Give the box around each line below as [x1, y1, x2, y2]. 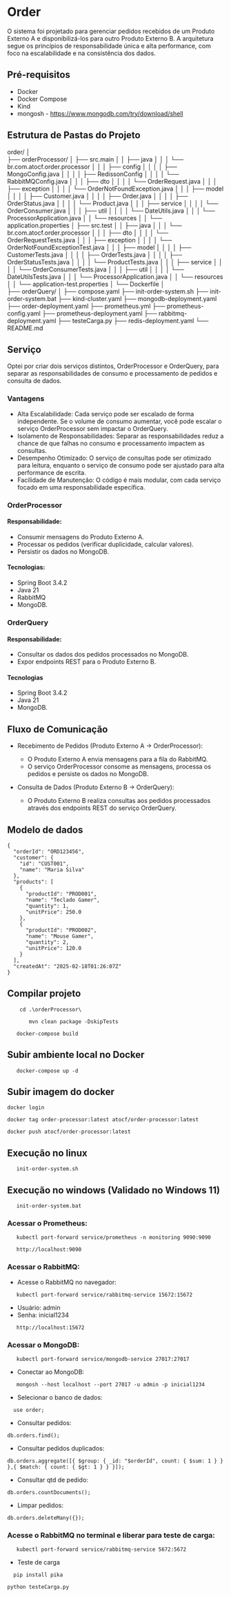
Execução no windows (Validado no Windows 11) [7, 1184, 221, 1196]
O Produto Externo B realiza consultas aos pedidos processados [27, 797, 211, 805]
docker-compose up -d [16, 1067, 79, 1074]
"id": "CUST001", [19, 860, 70, 867]
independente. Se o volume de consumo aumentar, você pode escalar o [17, 417, 222, 425]
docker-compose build [16, 1030, 79, 1037]
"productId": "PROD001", [25, 890, 97, 898]
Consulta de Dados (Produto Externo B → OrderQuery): [17, 783, 174, 791]
